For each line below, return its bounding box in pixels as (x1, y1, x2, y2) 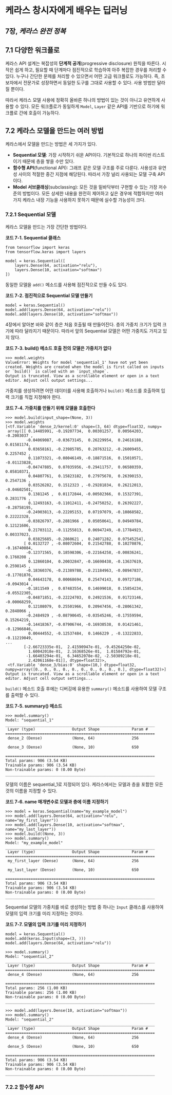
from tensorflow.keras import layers (5, 249, 86, 254)
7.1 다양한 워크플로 (5, 46, 60, 54)
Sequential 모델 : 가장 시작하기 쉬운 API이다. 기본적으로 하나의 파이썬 (12, 152, 151, 158)
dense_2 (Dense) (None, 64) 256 (7, 735, 139, 740)
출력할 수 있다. (10, 692, 40, 698)
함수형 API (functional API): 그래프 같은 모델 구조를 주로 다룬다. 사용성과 (12, 165, 157, 171)
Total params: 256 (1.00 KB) (5, 985, 68, 991)
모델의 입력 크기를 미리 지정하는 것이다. (5, 910, 84, 916)
